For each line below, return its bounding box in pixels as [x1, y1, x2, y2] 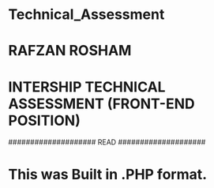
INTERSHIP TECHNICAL [8, 77, 166, 96]
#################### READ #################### [8, 137, 206, 147]
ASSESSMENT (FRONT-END [8, 95, 195, 112]
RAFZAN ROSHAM [8, 42, 132, 60]
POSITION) [8, 111, 81, 130]
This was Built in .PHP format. [8, 165, 208, 183]
